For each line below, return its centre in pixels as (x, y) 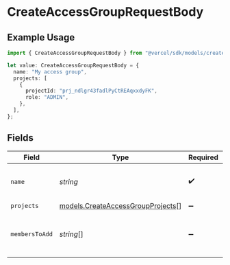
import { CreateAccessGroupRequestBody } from (75, 53)
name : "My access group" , (50, 72)
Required (203, 157)
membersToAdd (32, 234)
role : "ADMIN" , (47, 97)
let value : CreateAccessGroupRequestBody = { (73, 65)
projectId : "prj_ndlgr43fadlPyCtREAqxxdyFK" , (91, 91)
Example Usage (41, 37)
